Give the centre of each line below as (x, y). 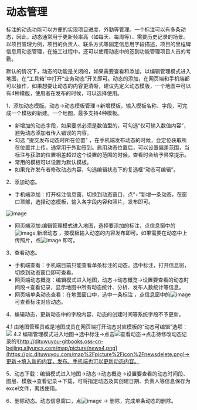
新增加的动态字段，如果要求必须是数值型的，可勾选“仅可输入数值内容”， (102, 125)
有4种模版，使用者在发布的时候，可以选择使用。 (64, 93)
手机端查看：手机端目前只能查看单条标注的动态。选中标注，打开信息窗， (102, 265)
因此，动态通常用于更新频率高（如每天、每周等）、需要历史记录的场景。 (102, 36)
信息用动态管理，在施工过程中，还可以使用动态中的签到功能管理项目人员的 (96, 51)
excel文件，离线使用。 (33, 388)
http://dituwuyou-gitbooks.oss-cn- (62, 341)
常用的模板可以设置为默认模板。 (53, 162)
